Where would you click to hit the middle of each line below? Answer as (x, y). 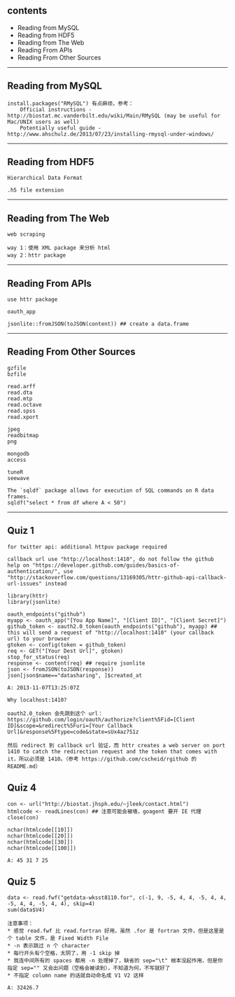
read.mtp (20, 398)
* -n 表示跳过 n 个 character (49, 946)
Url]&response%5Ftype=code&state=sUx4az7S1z (73, 732)
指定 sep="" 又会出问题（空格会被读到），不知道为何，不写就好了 (89, 968)
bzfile (17, 374)
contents (27, 11)
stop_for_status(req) (39, 657)
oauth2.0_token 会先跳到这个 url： (55, 713)
